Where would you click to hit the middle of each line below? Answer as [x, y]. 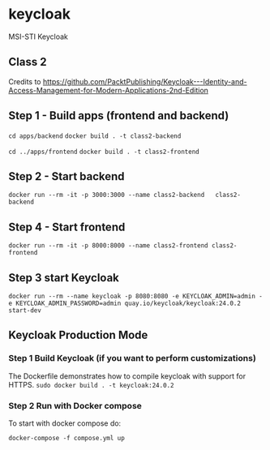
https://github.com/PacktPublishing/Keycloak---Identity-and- [145, 81]
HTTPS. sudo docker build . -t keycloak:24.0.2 [91, 384]
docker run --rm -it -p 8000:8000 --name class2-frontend [108, 246]
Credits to [25, 81]
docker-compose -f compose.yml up [67, 438]
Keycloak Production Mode [78, 335]
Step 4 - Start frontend [67, 227]
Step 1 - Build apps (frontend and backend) [119, 116]
